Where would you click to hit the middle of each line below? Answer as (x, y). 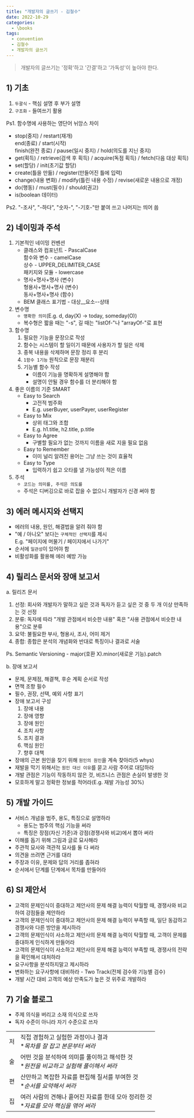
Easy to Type (39, 463)
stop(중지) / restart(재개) (44, 136)
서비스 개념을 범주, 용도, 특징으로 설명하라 (62, 818)
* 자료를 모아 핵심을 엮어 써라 (58, 1106)
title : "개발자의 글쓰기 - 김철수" (44, 12)
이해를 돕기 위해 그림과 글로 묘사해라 (56, 840)
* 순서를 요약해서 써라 (48, 1086)
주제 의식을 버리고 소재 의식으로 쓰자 (56, 1015)
